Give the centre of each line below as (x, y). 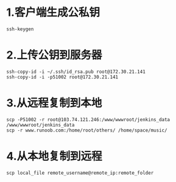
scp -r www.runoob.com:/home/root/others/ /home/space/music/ (87, 130)
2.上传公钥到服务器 (54, 55)
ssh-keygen (20, 29)
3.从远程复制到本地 (54, 103)
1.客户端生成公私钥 (53, 12)
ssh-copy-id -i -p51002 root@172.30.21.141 (62, 77)
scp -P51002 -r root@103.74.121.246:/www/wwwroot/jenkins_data (88, 119)
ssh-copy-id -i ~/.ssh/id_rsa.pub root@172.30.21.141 (76, 72)
